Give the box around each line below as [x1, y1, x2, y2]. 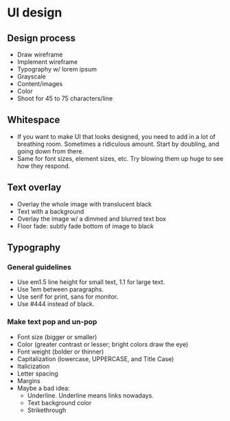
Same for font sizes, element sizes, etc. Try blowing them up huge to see [16, 154, 224, 162]
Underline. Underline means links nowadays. [27, 391, 154, 400]
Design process [7, 32, 76, 44]
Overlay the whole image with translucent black [16, 199, 152, 208]
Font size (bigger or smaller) [16, 332, 97, 341]
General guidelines [7, 262, 72, 272]
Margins [16, 376, 41, 385]
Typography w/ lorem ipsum [16, 65, 97, 73]
